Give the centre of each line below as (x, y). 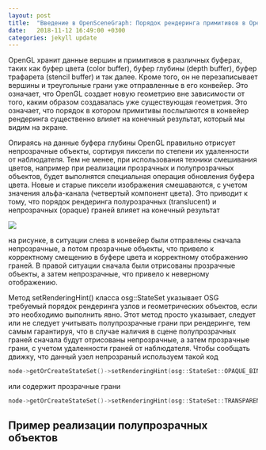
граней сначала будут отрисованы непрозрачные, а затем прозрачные (129, 340)
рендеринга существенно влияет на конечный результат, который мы (127, 119)
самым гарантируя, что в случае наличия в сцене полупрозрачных (122, 332)
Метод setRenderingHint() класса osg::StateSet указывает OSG (114, 298)
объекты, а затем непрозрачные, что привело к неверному (109, 274)
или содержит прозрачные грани (65, 387)
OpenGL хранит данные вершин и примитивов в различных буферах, (125, 60)
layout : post (30, 15)
